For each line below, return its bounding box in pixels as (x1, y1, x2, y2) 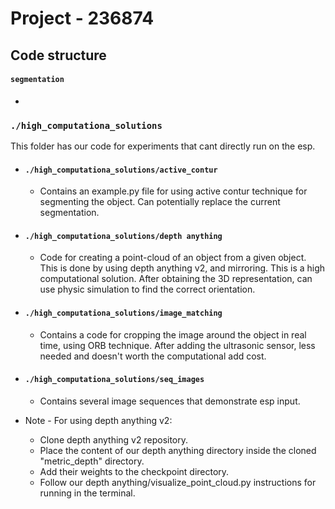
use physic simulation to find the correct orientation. (39, 283, 256, 296)
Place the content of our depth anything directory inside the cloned (39, 444, 317, 456)
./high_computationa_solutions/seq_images (24, 375, 205, 385)
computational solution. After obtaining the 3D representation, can (39, 273, 313, 285)
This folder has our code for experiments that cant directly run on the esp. (10, 140, 316, 152)
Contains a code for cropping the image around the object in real (39, 328, 307, 341)
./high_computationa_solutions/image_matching (24, 308, 223, 319)
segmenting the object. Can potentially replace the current (39, 196, 281, 208)
